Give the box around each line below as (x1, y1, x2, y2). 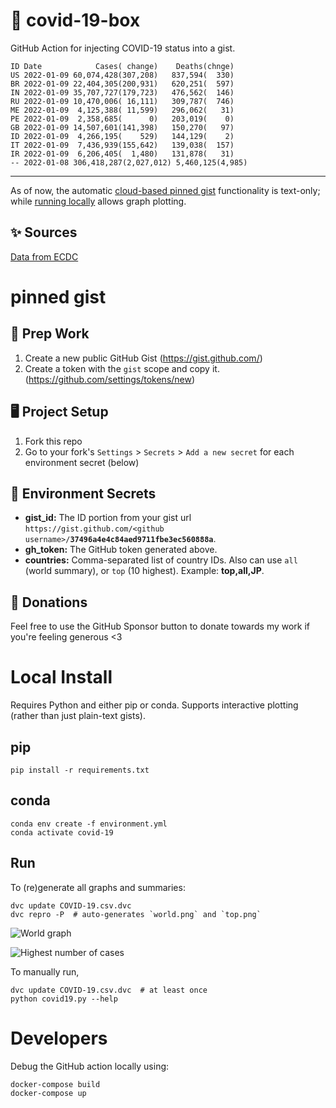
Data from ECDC (10, 250, 79, 263)
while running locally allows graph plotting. (10, 195, 187, 207)
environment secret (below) (24, 456, 140, 468)
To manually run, (10, 965, 80, 978)
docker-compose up (10, 1088, 87, 1098)
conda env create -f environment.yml (10, 819, 168, 829)
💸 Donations (10, 594, 88, 611)
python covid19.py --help (10, 994, 118, 1004)
